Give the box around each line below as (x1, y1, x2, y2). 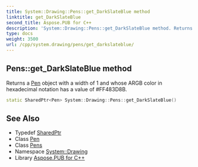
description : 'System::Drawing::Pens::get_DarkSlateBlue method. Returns (6, 25, 193, 31)
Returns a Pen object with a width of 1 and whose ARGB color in (6, 79, 162, 86)
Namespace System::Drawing (14, 148, 88, 155)
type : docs (6, 31, 33, 37)
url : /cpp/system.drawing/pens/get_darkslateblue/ (6, 42, 134, 48)
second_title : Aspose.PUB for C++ (6, 20, 92, 25)
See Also (6, 113, 40, 123)
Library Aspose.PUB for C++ (14, 155, 85, 162)
